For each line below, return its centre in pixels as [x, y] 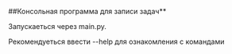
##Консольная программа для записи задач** [87, 11]
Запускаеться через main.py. [58, 26]
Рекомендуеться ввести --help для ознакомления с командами [116, 41]
